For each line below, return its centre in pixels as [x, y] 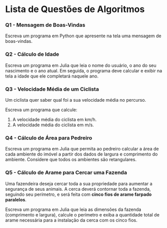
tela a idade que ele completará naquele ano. [52, 76]
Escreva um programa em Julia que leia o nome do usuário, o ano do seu [81, 65]
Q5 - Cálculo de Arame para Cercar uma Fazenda [66, 173]
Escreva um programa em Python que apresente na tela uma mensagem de [83, 36]
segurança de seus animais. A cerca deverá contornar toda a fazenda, [78, 189]
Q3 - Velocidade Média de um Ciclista [52, 89]
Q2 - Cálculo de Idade [32, 54]
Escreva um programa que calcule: [41, 110]
